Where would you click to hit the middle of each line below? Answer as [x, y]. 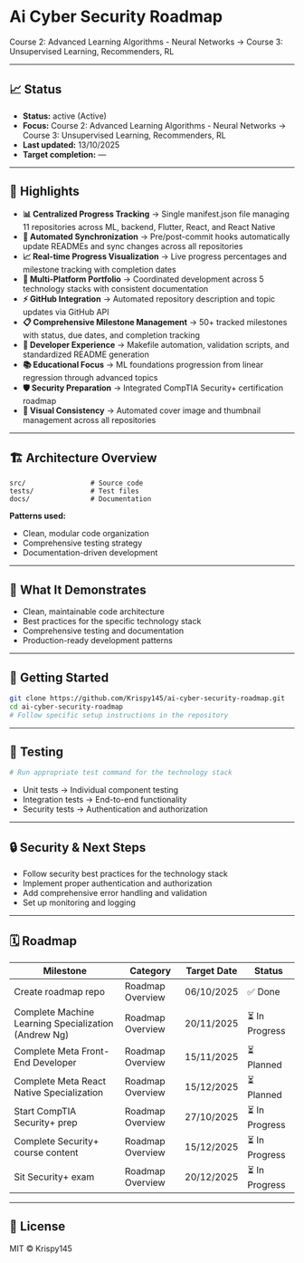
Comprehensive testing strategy [82, 543]
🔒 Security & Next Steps [78, 848]
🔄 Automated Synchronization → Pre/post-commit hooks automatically [156, 236]
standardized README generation [85, 354]
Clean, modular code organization [85, 534]
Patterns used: [38, 516]
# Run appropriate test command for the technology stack [121, 773]
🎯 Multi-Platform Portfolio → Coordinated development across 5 [143, 279]
